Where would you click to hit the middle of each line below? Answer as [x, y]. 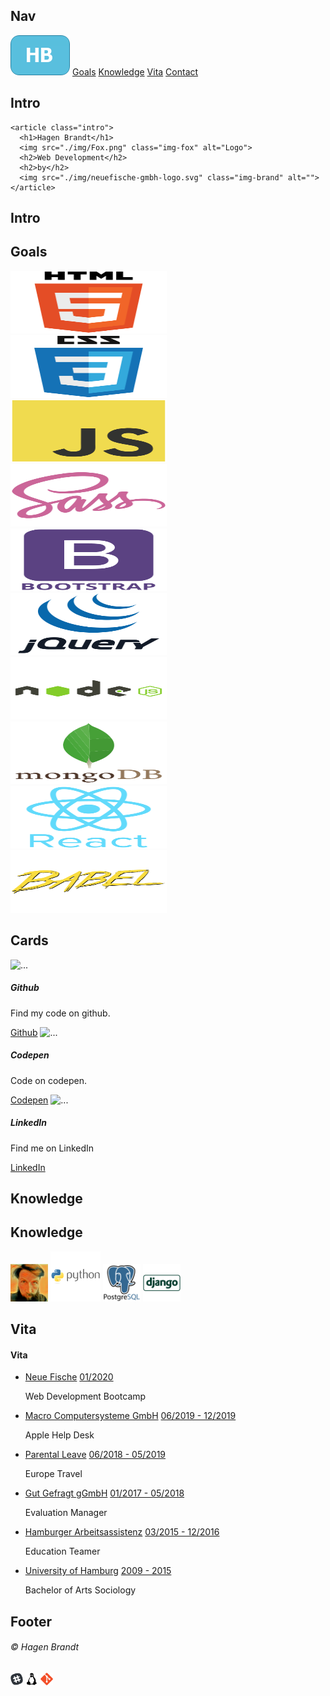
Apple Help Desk [59, 1435]
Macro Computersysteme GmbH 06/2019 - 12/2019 [130, 1416]
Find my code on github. [60, 1013]
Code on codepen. [49, 1080]
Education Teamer [62, 1551]
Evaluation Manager [66, 1513]
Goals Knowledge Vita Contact [135, 71]
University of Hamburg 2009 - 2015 [98, 1571]
